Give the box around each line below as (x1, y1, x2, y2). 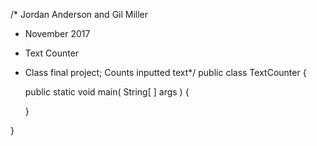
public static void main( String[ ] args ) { (24, 86, 190, 98)
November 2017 (24, 28, 91, 39)
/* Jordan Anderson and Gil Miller (10, 9, 149, 20)
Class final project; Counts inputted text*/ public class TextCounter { (24, 67, 307, 78)
